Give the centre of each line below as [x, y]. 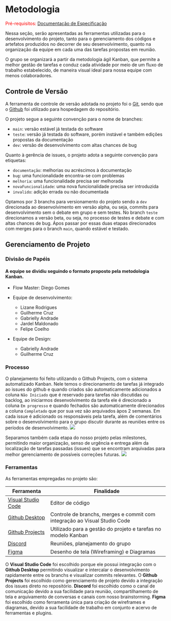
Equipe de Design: [32, 339]
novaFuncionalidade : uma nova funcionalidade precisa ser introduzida [85, 186]
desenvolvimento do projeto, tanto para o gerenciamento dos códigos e [80, 39]
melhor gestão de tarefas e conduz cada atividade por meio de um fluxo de [84, 65]
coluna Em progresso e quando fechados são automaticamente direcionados [85, 406]
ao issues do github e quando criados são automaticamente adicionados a [83, 389]
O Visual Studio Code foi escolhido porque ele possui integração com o [81, 564]
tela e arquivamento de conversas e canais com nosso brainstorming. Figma [85, 597]
